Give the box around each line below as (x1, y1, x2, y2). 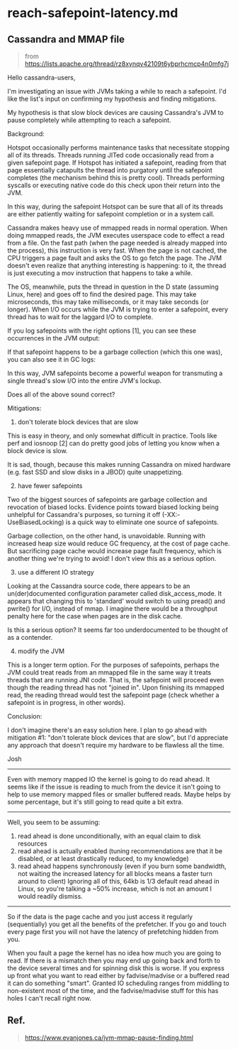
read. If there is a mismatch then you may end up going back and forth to (7, 956, 221, 965)
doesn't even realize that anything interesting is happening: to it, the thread (7, 261, 227, 270)
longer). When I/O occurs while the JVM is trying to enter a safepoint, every (7, 305, 229, 313)
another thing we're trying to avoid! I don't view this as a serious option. (7, 555, 217, 562)
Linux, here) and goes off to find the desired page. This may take (7, 290, 197, 299)
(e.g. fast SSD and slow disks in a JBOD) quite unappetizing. (7, 468, 183, 476)
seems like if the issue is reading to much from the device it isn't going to (7, 782, 221, 791)
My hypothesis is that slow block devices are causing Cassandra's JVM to (7, 109, 225, 116)
